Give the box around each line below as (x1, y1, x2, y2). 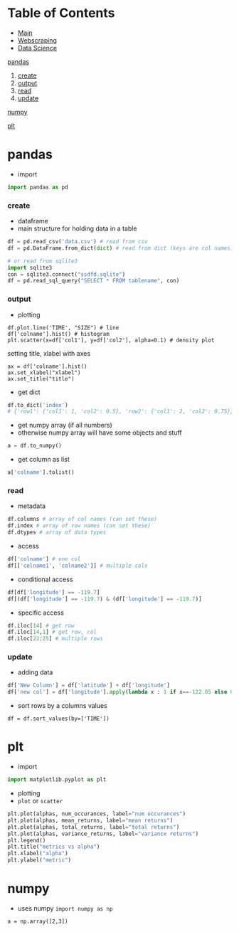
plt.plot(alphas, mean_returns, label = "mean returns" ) (7, 817, 174, 824)
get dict (17, 388, 41, 396)
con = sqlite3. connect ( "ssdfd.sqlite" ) (7, 270, 126, 278)
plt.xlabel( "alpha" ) (7, 850, 69, 857)
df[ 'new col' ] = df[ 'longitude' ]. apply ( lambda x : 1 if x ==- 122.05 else (7, 689, 228, 696)
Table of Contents (7, 5, 115, 21)
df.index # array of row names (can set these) (7, 522, 152, 529)
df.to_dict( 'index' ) (7, 401, 69, 408)
